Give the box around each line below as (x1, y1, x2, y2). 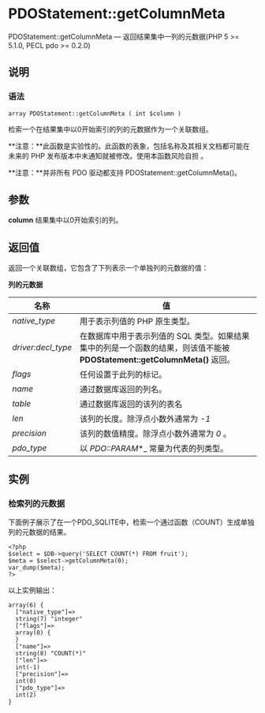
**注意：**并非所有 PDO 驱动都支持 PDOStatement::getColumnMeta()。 (8, 167, 242, 177)
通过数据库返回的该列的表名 (80, 399, 183, 410)
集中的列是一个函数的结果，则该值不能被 (80, 342, 230, 353)
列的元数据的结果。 (8, 527, 71, 536)
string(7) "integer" (15, 614, 83, 623)
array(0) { (15, 629, 51, 636)
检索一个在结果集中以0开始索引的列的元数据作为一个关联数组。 (8, 124, 213, 134)
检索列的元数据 (8, 498, 65, 509)
